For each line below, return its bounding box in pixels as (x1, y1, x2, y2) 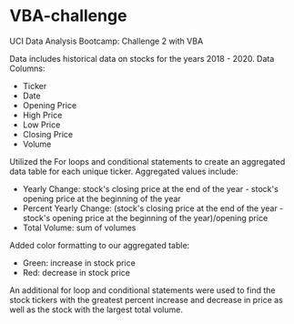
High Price (22, 109, 63, 120)
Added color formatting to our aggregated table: (9, 239, 190, 250)
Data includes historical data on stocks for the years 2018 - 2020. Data (9, 53, 275, 64)
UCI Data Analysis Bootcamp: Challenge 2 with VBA (9, 35, 204, 46)
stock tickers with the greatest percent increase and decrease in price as (9, 294, 284, 305)
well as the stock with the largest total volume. (9, 304, 184, 315)
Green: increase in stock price (22, 257, 137, 268)
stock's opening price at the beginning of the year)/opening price (22, 212, 269, 223)
